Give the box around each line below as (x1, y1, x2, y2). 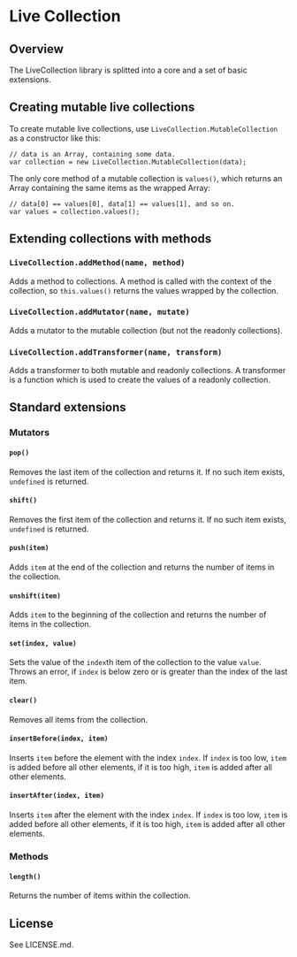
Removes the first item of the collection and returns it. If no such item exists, (9, 514, 287, 524)
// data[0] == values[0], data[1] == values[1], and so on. (9, 199, 236, 209)
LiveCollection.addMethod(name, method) (9, 258, 186, 268)
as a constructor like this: (9, 133, 102, 143)
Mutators (9, 426, 50, 439)
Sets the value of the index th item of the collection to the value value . (9, 657, 262, 668)
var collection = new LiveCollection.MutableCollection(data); (9, 157, 247, 166)
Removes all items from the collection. (9, 714, 148, 724)
